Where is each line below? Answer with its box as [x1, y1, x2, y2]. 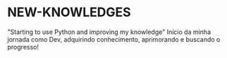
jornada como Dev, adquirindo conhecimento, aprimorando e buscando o [7, 35, 221, 43]
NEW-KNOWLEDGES [7, 4, 132, 21]
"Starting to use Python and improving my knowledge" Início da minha [7, 28, 211, 36]
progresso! [7, 42, 39, 51]
